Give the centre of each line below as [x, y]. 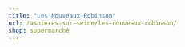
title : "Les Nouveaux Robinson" [62, 16]
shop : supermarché [39, 30]
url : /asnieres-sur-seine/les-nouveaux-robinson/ [93, 23]
